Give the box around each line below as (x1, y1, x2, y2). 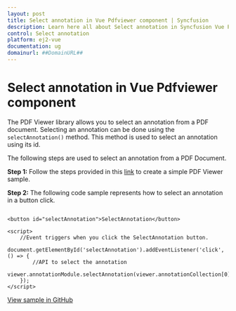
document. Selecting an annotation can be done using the (7, 125, 175, 133)
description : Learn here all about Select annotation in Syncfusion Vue (7, 23, 225, 30)
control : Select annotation (7, 29, 90, 37)
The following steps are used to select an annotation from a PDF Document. (7, 154, 227, 162)
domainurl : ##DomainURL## (7, 50, 83, 57)
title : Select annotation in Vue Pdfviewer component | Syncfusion (7, 17, 209, 24)
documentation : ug (7, 43, 61, 50)
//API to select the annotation (32, 258, 128, 265)
